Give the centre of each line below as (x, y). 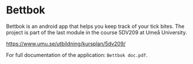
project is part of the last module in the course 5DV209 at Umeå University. (96, 32)
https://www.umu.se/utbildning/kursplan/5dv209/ (66, 44)
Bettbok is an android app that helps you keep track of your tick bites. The (95, 26)
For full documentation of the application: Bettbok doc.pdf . (77, 55)
